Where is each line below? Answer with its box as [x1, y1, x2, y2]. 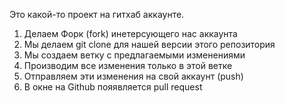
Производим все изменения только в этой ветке [23, 60, 233, 71]
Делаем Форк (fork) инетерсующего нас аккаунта [23, 28, 238, 39]
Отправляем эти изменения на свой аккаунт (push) [23, 70, 244, 82]
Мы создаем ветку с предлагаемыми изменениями [23, 49, 246, 61]
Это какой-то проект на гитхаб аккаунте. [9, 9, 185, 20]
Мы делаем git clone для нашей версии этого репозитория [23, 39, 276, 50]
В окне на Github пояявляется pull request [23, 81, 203, 93]
